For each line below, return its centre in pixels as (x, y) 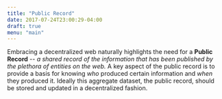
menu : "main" (26, 32)
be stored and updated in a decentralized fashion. (77, 88)
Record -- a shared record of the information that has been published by (110, 59)
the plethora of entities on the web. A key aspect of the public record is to (111, 66)
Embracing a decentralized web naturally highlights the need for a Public (110, 52)
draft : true (24, 26)
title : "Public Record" (41, 13)
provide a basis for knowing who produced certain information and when (110, 74)
